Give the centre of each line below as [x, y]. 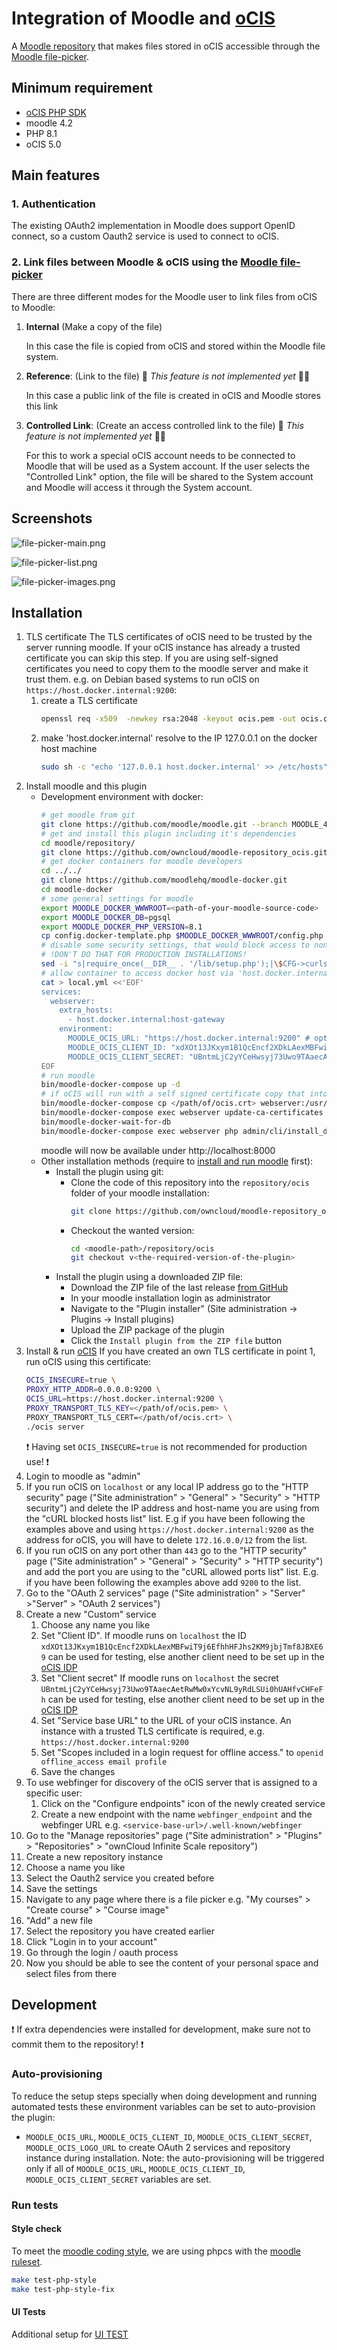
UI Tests [28, 2312]
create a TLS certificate [89, 701]
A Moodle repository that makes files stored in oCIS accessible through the [166, 46]
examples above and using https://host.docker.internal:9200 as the [170, 1529]
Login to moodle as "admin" [83, 1476]
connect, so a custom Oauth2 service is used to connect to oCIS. [145, 236]
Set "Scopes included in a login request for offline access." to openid [182, 1752]
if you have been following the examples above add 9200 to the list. [163, 1582]
